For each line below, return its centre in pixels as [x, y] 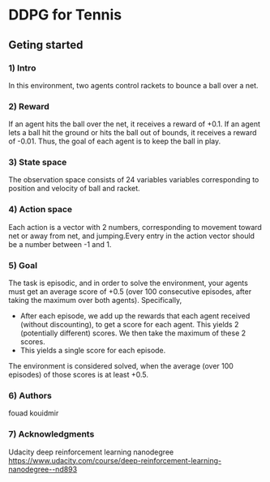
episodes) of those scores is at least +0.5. [78, 375]
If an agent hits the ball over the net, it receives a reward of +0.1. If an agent [135, 124]
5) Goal [23, 265]
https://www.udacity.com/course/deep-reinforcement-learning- [115, 460]
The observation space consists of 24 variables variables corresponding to [134, 180]
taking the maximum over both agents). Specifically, [95, 301]
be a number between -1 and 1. [60, 244]
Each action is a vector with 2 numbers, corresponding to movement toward [135, 227]
